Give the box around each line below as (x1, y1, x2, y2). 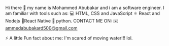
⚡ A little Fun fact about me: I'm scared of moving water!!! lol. (5, 35, 133, 41)
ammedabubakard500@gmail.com (5, 25, 78, 31)
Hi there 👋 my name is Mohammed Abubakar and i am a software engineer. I (5, 5, 164, 10)
